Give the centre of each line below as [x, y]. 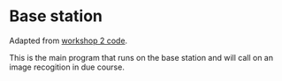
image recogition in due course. [67, 67]
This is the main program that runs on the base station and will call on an [141, 57]
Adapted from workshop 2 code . [69, 40]
